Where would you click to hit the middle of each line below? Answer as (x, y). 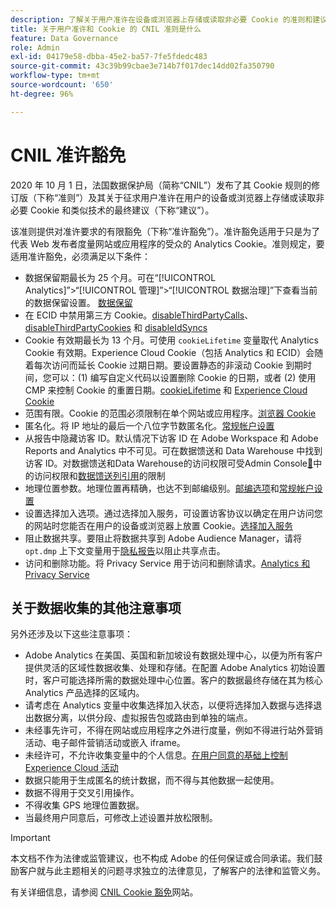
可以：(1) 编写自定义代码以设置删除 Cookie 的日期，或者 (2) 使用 (184, 377)
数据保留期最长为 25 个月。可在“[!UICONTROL (120, 277)
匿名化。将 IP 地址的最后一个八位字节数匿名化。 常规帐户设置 (149, 425)
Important (30, 838)
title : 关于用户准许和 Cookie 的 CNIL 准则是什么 (106, 29)
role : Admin (35, 47)
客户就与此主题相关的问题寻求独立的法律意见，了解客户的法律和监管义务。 (172, 871)
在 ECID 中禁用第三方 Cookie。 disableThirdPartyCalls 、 (139, 315)
